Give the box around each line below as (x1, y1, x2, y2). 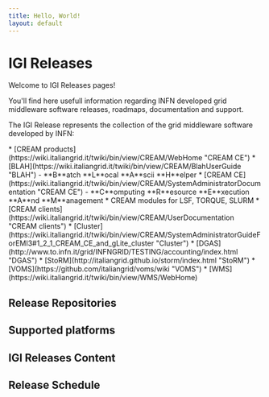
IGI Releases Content (8, 351, 116, 365)
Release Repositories (8, 296, 117, 310)
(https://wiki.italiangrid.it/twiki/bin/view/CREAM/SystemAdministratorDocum (8, 179, 262, 188)
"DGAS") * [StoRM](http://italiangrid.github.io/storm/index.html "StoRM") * (8, 255, 256, 266)
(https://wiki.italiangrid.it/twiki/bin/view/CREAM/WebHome (8, 153, 203, 163)
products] (43, 144, 77, 154)
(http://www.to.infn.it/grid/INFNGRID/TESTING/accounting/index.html (8, 247, 238, 257)
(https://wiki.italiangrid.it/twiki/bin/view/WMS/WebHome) (8, 273, 198, 283)
